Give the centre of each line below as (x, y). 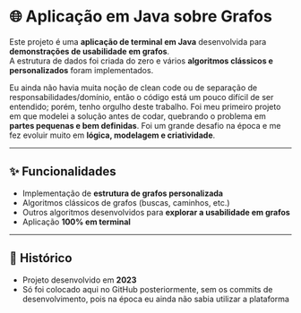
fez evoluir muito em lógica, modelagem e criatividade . (112, 135)
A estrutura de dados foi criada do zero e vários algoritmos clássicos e (141, 61)
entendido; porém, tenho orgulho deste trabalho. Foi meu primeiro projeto (145, 106)
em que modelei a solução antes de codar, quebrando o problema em (138, 116)
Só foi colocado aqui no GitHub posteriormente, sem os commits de (147, 289)
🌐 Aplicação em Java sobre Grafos (141, 17)
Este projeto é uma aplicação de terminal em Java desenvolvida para (138, 41)
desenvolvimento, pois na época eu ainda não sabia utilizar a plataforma (155, 299)
